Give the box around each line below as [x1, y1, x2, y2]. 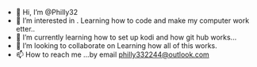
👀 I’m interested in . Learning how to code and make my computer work [15, 16, 250, 25]
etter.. [15, 24, 36, 33]
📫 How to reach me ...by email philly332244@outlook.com [15, 50, 210, 59]
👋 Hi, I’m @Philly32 [15, 8, 79, 17]
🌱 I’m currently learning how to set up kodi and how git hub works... [15, 32, 237, 42]
